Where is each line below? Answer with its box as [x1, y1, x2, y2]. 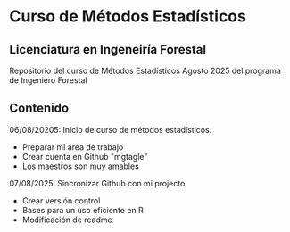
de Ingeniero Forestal [9, 75, 87, 86]
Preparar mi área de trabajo [21, 141, 124, 153]
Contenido [9, 101, 70, 116]
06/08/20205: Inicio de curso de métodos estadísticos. [9, 124, 212, 135]
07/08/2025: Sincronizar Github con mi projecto [9, 178, 186, 188]
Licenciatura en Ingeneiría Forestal [9, 42, 207, 57]
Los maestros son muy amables [21, 161, 140, 171]
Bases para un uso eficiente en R [21, 204, 145, 215]
